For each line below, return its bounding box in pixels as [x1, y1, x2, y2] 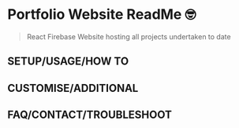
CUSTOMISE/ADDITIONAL [7, 81, 139, 95]
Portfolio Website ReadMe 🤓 [7, 5, 196, 24]
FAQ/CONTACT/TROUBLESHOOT [7, 108, 173, 122]
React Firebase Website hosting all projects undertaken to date [26, 31, 231, 41]
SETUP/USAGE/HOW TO [7, 55, 129, 68]
